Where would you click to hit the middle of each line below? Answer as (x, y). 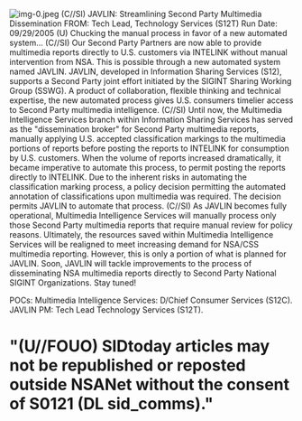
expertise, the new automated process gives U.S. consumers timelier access (151, 100)
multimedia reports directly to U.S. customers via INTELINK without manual (149, 52)
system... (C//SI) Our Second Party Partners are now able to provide (136, 42)
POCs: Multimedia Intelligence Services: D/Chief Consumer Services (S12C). (151, 300)
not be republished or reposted (128, 365)
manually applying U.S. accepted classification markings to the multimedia (147, 139)
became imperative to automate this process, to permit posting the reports (147, 168)
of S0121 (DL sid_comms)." (111, 404)
